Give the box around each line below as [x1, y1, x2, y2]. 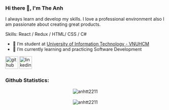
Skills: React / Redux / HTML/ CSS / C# [5, 31, 87, 37]
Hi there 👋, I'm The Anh [5, 5, 63, 12]
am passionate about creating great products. [5, 21, 101, 27]
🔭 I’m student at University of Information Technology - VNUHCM [12, 41, 150, 47]
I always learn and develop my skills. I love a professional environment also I [5, 16, 164, 22]
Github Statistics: [5, 77, 49, 84]
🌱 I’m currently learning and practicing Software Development [12, 46, 142, 52]
